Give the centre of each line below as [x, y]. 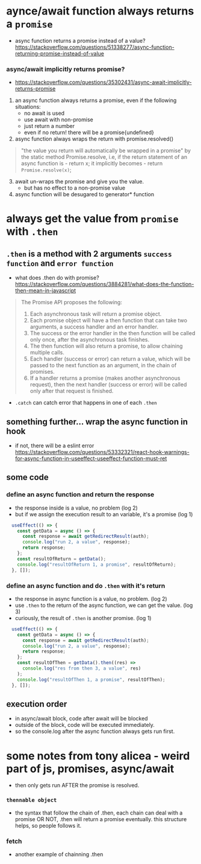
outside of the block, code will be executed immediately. [85, 725]
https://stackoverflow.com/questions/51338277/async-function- [94, 47]
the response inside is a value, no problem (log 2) [76, 508]
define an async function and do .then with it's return [86, 586]
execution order [37, 704]
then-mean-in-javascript [45, 290]
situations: [28, 107]
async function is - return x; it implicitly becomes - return [92, 164]
